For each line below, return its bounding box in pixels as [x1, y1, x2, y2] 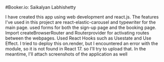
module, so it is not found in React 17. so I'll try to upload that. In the [5, 46, 146, 51]
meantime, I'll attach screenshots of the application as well [5, 51, 128, 57]
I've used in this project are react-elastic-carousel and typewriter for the [5, 19, 156, 25]
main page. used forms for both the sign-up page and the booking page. [5, 24, 156, 30]
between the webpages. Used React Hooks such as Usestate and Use [5, 35, 152, 41]
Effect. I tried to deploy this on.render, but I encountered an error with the [5, 40, 158, 46]
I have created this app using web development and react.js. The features [5, 14, 159, 19]
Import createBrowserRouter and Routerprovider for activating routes [5, 30, 149, 35]
